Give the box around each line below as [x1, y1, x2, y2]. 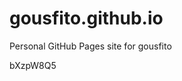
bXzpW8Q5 [9, 59, 57, 71]
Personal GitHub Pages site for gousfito [9, 40, 172, 52]
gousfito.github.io [9, 7, 164, 30]
